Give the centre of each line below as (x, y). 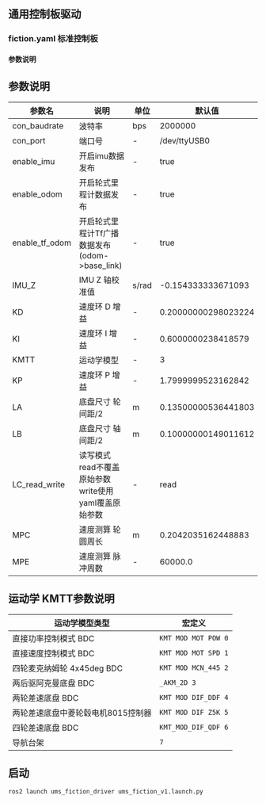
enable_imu (34, 161)
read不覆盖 (99, 467)
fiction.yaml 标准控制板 (53, 39)
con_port (29, 140)
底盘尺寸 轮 (100, 401)
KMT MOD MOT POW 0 (194, 638)
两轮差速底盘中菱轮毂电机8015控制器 (82, 713)
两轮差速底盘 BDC (46, 698)
